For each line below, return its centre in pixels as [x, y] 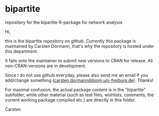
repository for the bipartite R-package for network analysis [64, 22]
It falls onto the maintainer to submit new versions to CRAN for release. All [79, 60]
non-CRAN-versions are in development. [46, 66]
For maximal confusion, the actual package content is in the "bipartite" [75, 89]
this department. [22, 51]
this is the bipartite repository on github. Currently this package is [71, 41]
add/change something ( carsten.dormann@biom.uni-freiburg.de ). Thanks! [79, 80]
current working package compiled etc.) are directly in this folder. [70, 100]
